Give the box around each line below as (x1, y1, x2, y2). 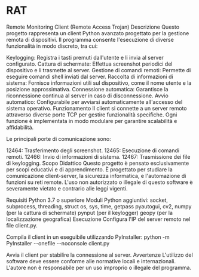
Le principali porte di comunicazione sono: (6, 135, 112, 142)
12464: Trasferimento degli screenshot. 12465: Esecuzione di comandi (6, 147, 180, 154)
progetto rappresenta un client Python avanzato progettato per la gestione (6, 29, 189, 36)
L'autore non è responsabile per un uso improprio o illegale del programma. (6, 264, 192, 271)
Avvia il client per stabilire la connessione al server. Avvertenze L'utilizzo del (6, 251, 193, 258)
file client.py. (6, 221, 38, 229)
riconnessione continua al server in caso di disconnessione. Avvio (6, 92, 169, 99)
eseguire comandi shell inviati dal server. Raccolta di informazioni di (6, 73, 173, 80)
